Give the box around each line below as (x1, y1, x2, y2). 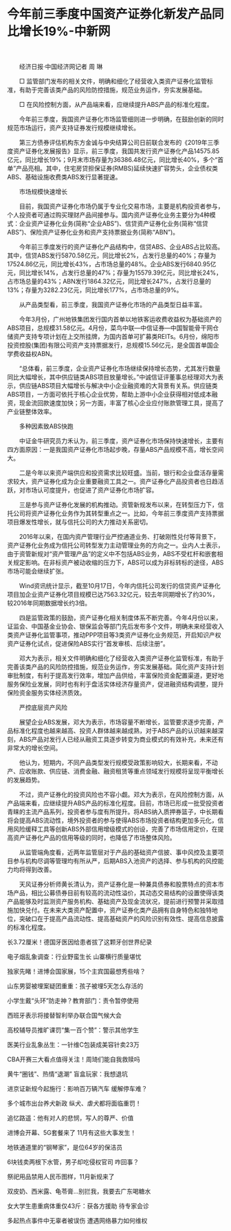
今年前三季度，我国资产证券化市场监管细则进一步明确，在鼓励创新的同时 (19, 115, 224, 123)
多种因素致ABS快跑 (19, 422, 74, 430)
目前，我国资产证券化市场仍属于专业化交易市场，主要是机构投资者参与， (19, 201, 224, 210)
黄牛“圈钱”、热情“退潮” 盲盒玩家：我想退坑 (7, 1070, 129, 1078)
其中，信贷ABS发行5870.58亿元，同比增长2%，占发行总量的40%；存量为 (7, 251, 217, 259)
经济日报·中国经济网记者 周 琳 (19, 62, 103, 70)
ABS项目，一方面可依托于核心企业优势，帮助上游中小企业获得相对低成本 (7, 390, 212, 398)
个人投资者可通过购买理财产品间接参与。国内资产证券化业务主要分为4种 (7, 210, 210, 219)
